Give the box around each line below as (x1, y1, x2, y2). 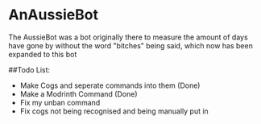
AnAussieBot (8, 6, 99, 24)
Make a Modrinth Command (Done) (19, 89, 138, 98)
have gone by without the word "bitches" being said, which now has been (8, 40, 254, 50)
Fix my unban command (19, 97, 101, 107)
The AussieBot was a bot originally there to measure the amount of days (8, 32, 248, 42)
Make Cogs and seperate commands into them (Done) (19, 81, 201, 90)
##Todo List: (8, 64, 51, 74)
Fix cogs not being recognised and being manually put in (19, 106, 209, 116)
